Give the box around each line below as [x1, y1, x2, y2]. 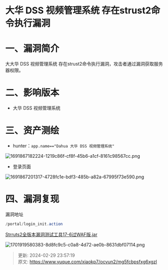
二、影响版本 [5, 87, 60, 99]
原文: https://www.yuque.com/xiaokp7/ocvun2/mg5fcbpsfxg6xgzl [17, 258, 157, 264]
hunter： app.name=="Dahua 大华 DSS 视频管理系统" [12, 143, 115, 149]
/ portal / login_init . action [5, 221, 63, 226]
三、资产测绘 [5, 125, 60, 136]
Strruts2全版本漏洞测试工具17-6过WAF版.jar [5, 231, 98, 237]
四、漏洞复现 [5, 193, 60, 205]
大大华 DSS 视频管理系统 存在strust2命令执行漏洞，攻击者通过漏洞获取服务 [5, 61, 163, 67]
